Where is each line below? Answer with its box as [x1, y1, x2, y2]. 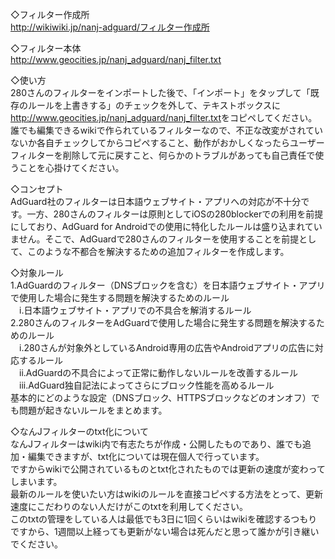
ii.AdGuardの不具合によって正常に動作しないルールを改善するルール [18, 367, 299, 378]
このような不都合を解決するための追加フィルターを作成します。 [27, 246, 290, 257]
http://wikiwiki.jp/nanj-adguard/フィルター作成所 [10, 21, 210, 33]
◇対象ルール [10, 267, 64, 278]
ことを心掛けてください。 [18, 162, 125, 173]
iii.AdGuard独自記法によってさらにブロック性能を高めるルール [18, 379, 275, 391]
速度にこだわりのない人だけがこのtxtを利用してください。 [10, 501, 248, 512]
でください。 [10, 538, 63, 550]
